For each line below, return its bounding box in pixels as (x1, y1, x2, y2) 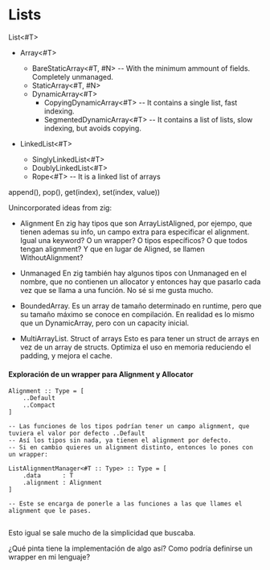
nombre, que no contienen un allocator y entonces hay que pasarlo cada (19, 276, 261, 287)
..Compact (22, 401, 56, 410)
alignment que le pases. (8, 507, 92, 515)
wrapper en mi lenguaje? (8, 552, 91, 562)
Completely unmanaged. (31, 72, 114, 81)
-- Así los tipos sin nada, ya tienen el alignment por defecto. (8, 436, 231, 444)
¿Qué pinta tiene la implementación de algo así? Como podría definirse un (8, 543, 253, 553)
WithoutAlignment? (19, 252, 84, 262)
